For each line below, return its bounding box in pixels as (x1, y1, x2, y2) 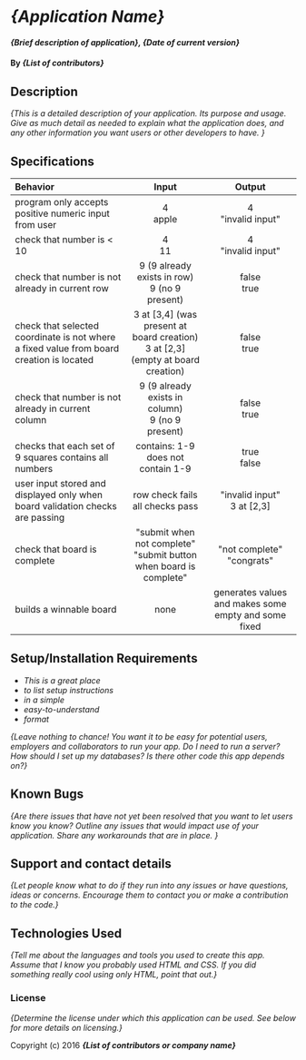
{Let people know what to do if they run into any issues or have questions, (10, 880, 289, 891)
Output (234, 181, 266, 192)
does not (145, 451, 184, 464)
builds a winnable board (15, 604, 117, 615)
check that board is (15, 543, 98, 555)
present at (143, 319, 187, 332)
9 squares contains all (15, 451, 109, 464)
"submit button (133, 549, 198, 561)
